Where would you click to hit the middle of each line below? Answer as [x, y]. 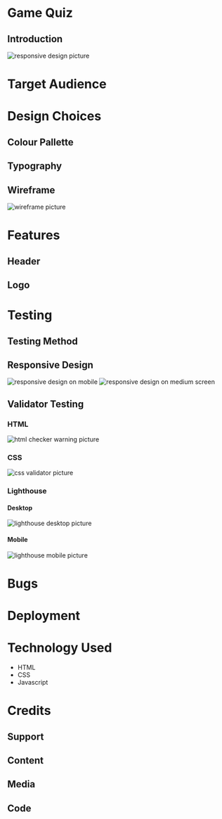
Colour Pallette [40, 142]
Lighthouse [27, 491]
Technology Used [60, 648]
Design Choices [54, 116]
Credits [29, 711]
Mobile [18, 540]
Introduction [35, 39]
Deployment [44, 616]
